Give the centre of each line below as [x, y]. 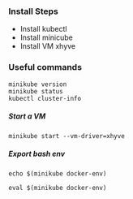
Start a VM [27, 116]
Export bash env [37, 154]
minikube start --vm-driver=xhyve [67, 136]
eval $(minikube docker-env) [58, 188]
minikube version [38, 84]
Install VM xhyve [48, 46]
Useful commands [45, 67]
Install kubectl [43, 29]
